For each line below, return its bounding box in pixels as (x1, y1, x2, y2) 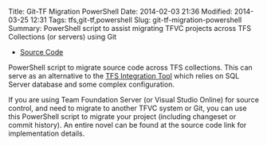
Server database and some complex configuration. (8, 79, 175, 89)
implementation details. (8, 129, 85, 138)
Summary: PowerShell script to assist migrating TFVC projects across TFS (8, 24, 252, 33)
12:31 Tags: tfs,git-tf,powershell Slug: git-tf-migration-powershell (30, 15, 242, 25)
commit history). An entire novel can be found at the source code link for (8, 121, 247, 129)
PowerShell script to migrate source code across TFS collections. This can (8, 63, 253, 72)
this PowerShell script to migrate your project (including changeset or (8, 112, 237, 121)
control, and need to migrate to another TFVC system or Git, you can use (8, 103, 247, 113)
